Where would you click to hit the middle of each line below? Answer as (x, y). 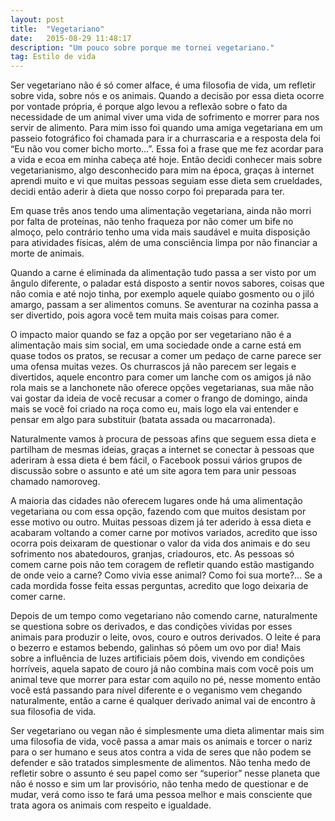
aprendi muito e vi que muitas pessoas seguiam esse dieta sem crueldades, (166, 181)
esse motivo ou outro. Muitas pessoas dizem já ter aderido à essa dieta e (161, 522)
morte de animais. (47, 253)
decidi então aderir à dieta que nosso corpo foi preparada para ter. (147, 192)
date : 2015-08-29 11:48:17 (71, 38)
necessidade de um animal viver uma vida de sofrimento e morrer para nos (165, 117)
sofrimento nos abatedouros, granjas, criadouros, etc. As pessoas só (152, 554)
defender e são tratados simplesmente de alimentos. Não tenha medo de (160, 763)
